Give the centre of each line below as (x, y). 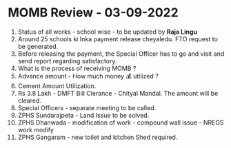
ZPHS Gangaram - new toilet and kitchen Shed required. (98, 137)
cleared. (30, 101)
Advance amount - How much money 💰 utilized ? (88, 76)
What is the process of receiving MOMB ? (77, 68)
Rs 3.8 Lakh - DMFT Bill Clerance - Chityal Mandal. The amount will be (118, 93)
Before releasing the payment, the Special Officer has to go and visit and (121, 54)
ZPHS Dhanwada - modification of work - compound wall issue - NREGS (121, 123)
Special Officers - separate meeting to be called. (87, 107)
